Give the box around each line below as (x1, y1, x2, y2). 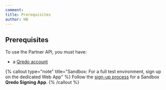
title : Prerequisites (5, 12, 51, 17)
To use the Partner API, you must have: (5, 49, 87, 55)
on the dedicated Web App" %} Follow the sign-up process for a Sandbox (5, 74, 160, 80)
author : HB (5, 17, 28, 22)
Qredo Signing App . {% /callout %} (5, 79, 80, 85)
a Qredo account (12, 59, 48, 65)
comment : (5, 7, 24, 13)
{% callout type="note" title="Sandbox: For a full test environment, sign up (5, 69, 161, 75)
